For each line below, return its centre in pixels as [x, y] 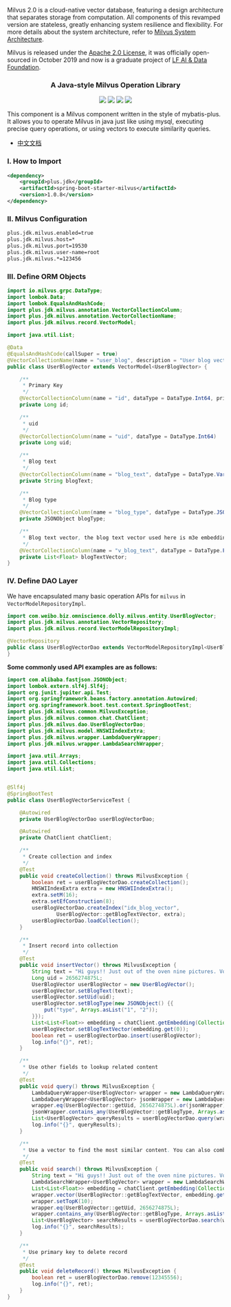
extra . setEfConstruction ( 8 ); [74, 901]
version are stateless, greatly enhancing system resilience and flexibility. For [115, 24]
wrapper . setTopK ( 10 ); [63, 1201]
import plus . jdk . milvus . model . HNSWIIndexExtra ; [77, 731]
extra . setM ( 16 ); [55, 895]
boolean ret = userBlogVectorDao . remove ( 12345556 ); [108, 1278]
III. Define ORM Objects [47, 276]
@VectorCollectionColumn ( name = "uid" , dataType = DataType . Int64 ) [118, 437]
